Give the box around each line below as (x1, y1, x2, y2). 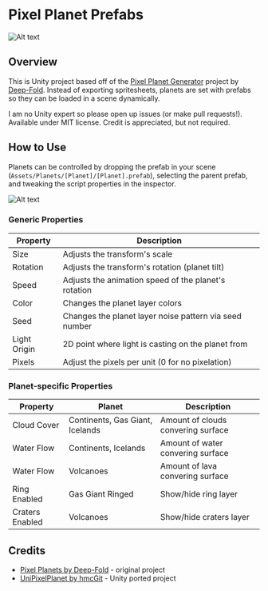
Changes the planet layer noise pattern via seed (62, 310, 242, 321)
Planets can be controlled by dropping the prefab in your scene (8, 162, 216, 171)
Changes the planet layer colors (62, 297, 182, 309)
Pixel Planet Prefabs (8, 6, 144, 24)
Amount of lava (160, 461, 218, 472)
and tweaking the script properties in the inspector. (8, 178, 177, 189)
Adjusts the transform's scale (62, 248, 173, 259)
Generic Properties (8, 214, 84, 226)
